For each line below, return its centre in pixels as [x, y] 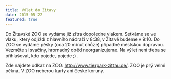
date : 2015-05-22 [24, 15]
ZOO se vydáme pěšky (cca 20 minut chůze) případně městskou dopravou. [85, 45]
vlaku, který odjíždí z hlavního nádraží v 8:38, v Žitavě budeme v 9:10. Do [83, 39]
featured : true [22, 19]
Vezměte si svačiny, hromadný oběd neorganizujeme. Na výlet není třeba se [86, 50]
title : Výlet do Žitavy [31, 10]
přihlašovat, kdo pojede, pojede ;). [42, 56]
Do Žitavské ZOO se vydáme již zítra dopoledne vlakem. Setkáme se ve [81, 34]
